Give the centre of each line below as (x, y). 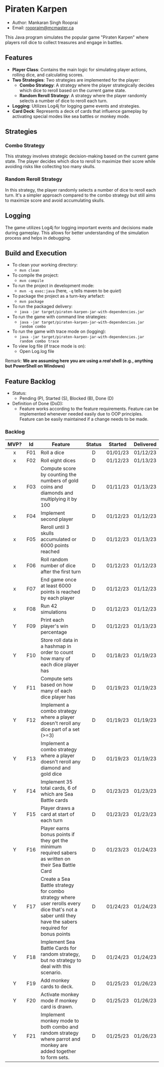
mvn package (31, 302)
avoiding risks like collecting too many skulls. (51, 167)
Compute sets (57, 679)
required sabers (59, 853)
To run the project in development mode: (53, 286)
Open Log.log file (37, 351)
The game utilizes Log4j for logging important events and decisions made (79, 227)
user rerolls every (61, 904)
